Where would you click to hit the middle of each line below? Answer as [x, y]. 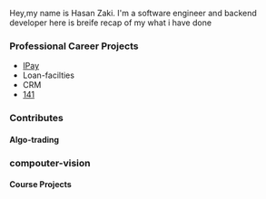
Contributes [36, 118]
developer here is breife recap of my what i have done [110, 23]
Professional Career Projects [74, 46]
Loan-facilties [49, 75]
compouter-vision [50, 163]
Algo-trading [34, 139]
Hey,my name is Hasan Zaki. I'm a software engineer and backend [133, 13]
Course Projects [41, 185]
